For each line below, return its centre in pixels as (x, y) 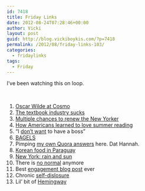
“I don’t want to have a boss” (50, 131)
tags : (13, 61)
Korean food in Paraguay (45, 150)
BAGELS (25, 138)
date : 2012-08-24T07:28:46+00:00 (48, 22)
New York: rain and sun (44, 157)
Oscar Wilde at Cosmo (42, 106)
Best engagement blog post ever (55, 169)
